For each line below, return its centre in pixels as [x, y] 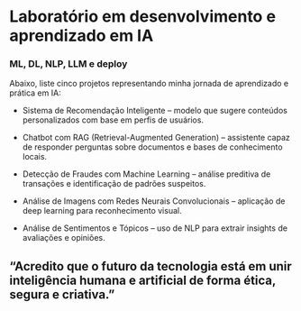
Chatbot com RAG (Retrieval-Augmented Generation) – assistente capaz [156, 138]
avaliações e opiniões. [64, 238]
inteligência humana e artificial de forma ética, [143, 280]
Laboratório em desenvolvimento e [143, 17]
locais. [35, 157]
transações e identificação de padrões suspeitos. [114, 184]
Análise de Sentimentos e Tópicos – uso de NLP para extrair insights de [155, 228]
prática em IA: [35, 93]
